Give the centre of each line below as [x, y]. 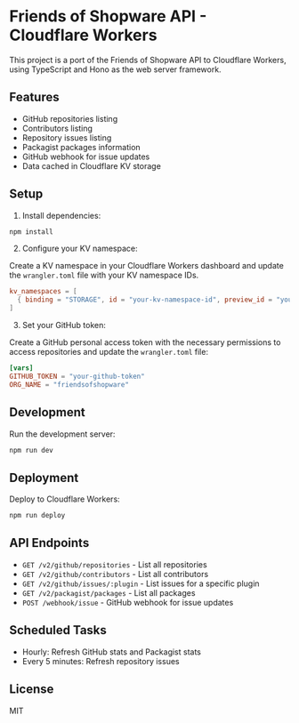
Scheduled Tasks [58, 630]
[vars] [21, 368]
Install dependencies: [61, 215]
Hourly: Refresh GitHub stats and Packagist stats [112, 652]
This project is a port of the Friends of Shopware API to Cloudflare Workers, [148, 60]
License [32, 690]
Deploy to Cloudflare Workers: [65, 499]
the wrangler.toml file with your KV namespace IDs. [104, 275]
